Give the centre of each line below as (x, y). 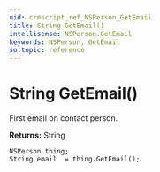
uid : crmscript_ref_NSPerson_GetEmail (80, 17)
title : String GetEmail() (57, 26)
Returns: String (38, 135)
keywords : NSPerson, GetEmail (65, 42)
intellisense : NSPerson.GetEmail (71, 34)
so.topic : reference (47, 50)
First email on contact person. (64, 118)
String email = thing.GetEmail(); (75, 160)
